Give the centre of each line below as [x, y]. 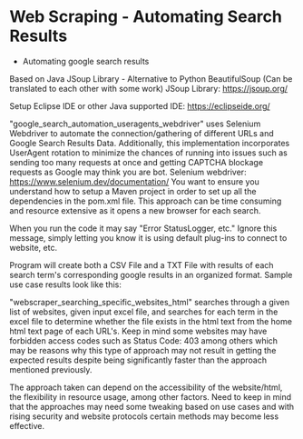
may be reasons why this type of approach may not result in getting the [143, 350]
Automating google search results [86, 61]
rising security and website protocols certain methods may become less [144, 416]
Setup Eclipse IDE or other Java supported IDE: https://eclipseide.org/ [140, 105]
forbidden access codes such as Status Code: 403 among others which [144, 340]
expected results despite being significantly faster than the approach [138, 360]
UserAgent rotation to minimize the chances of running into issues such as [148, 153]
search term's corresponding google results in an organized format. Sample [151, 274]
